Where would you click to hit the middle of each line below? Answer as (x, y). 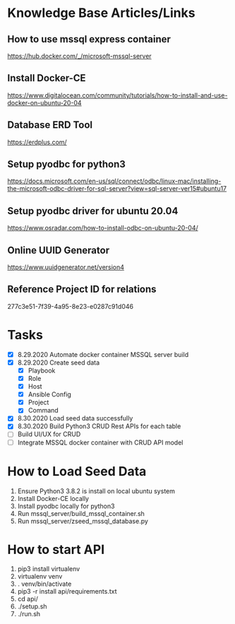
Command (43, 411)
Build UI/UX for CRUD (49, 434)
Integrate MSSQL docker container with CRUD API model (100, 442)
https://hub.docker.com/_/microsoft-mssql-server (79, 56)
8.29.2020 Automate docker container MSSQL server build (103, 354)
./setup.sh (32, 606)
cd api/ (28, 599)
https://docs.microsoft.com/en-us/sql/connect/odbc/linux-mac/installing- (114, 181)
